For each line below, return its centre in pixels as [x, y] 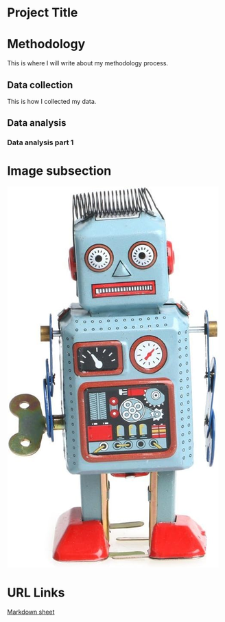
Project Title [43, 13]
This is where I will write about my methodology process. [88, 63]
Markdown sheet [31, 612]
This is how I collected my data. [52, 101]
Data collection [40, 85]
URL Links [36, 593]
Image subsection [59, 171]
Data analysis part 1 [40, 142]
